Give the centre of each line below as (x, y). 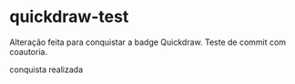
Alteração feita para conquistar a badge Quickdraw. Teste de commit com (148, 42)
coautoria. (29, 51)
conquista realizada (46, 69)
